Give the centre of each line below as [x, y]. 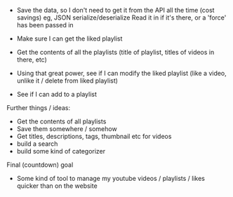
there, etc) [32, 60]
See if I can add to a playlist [57, 94]
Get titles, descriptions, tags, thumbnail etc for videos [94, 136]
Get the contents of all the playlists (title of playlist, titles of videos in [115, 52]
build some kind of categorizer [61, 151]
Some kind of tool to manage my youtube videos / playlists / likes [111, 178]
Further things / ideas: [39, 108]
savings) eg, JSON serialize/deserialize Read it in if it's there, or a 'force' [121, 18]
